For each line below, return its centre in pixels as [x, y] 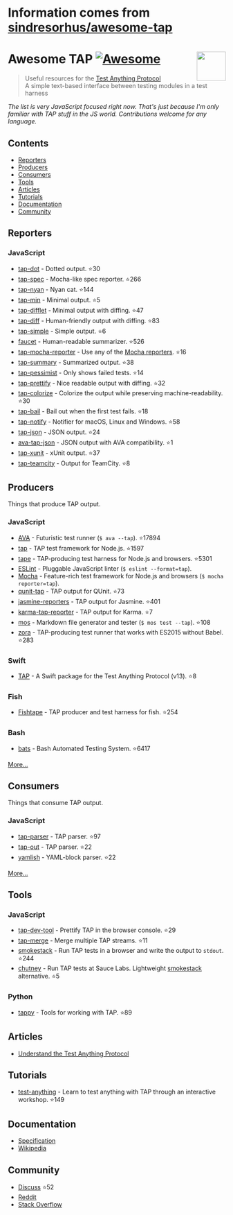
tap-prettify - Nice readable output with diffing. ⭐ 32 [92, 383]
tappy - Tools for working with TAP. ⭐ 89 [75, 1012]
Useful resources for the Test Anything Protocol [93, 78]
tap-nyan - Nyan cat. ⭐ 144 [56, 289]
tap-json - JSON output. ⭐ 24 [59, 432]
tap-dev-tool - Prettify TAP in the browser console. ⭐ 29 [97, 930]
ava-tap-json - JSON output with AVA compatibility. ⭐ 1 [95, 442]
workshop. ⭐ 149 [41, 1100]
